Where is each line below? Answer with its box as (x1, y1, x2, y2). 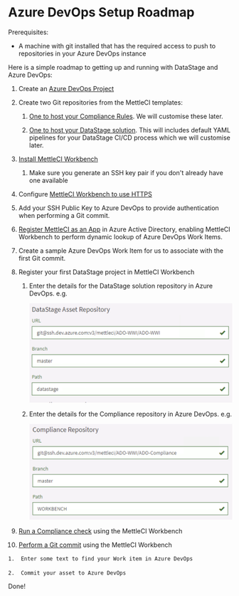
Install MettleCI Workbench (18, 155, 98, 163)
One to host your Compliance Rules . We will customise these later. (28, 112, 223, 120)
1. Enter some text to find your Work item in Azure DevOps (8, 555, 193, 563)
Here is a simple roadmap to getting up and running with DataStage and (8, 63, 218, 71)
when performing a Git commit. (18, 211, 110, 219)
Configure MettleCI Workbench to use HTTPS (18, 189, 152, 198)
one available (28, 176, 68, 184)
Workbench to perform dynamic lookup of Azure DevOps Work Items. (18, 232, 223, 241)
